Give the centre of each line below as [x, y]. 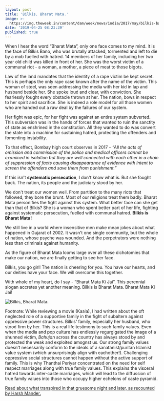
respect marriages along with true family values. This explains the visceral [80, 368]
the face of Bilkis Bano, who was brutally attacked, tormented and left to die [81, 51]
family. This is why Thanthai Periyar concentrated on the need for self [75, 363]
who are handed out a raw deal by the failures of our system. [66, 107]
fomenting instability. [26, 138]
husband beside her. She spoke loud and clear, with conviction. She [73, 92]
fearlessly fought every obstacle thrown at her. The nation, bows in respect [81, 97]
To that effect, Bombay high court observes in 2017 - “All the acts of [73, 147]
